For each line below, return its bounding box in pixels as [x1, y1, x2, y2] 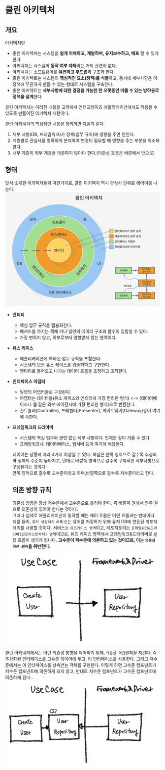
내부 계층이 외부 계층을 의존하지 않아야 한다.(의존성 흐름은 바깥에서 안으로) [12, 150, 155, 156]
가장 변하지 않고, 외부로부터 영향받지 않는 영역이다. [19, 335, 117, 340]
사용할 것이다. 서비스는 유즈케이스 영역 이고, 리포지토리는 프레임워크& [25, 525, 151, 530]
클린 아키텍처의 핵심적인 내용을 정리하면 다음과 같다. [5, 121, 105, 127]
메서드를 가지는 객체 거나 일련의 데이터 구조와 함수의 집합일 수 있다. [19, 328, 149, 334]
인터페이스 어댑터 [12, 378, 46, 384]
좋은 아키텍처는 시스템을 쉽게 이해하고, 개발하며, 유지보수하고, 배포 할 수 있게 [12, 50, 159, 56]
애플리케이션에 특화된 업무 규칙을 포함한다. [19, 355, 102, 361]
